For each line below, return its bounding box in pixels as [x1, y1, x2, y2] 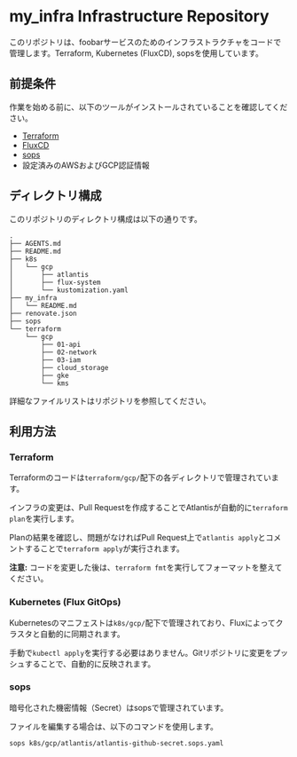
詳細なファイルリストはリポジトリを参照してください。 [9, 395, 211, 406]
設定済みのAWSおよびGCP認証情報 [21, 160, 151, 170]
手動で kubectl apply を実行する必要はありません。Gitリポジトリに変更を [9, 647, 273, 658]
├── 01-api [41, 340, 82, 349]
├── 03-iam [41, 355, 82, 365]
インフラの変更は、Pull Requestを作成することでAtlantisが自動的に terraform [9, 502, 288, 513]
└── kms [41, 379, 69, 388]
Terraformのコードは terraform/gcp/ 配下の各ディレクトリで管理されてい [9, 472, 272, 483]
